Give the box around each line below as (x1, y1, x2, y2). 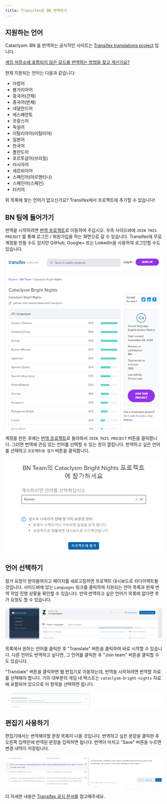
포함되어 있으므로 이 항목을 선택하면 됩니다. (10, 681, 95, 687)
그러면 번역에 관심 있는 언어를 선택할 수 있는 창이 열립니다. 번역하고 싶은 (11, 441, 151, 447)
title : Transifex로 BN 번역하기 (5, 8, 67, 13)
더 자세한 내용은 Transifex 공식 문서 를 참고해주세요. (5, 793, 106, 799)
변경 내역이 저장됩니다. (5, 746, 49, 752)
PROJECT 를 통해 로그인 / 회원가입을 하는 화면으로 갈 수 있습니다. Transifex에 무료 (5, 233, 162, 239)
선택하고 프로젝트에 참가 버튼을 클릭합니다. (10, 447, 90, 453)
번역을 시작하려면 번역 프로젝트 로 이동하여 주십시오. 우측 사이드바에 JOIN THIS (5, 227, 157, 233)
